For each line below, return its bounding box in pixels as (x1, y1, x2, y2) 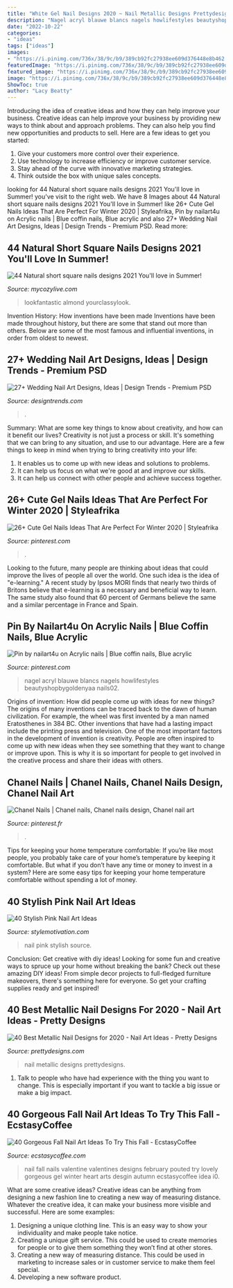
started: (7, 136, 30, 144)
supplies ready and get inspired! (7, 984, 99, 992)
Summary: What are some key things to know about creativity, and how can (7, 423, 223, 432)
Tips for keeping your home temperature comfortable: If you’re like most (7, 846, 214, 854)
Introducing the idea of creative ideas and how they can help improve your (7, 107, 221, 115)
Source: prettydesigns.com (7, 1046, 85, 1055)
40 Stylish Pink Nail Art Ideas (7, 896, 137, 908)
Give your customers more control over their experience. (17, 150, 180, 158)
